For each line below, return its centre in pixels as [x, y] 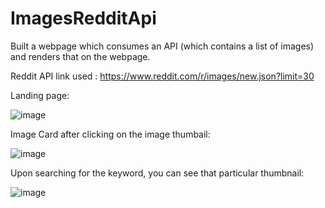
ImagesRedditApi [83, 18]
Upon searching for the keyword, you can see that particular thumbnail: [157, 173]
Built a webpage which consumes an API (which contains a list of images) [162, 46]
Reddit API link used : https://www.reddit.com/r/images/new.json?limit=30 [162, 76]
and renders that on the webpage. [80, 56]
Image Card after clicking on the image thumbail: [110, 134]
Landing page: [40, 95]
